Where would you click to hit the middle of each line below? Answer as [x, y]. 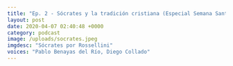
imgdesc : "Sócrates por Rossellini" [60, 45]
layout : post [26, 20]
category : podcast [34, 33]
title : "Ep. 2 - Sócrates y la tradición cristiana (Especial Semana [110, 13]
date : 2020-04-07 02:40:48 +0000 [55, 26]
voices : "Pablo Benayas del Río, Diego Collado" [79, 52]
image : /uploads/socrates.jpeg [52, 39]
